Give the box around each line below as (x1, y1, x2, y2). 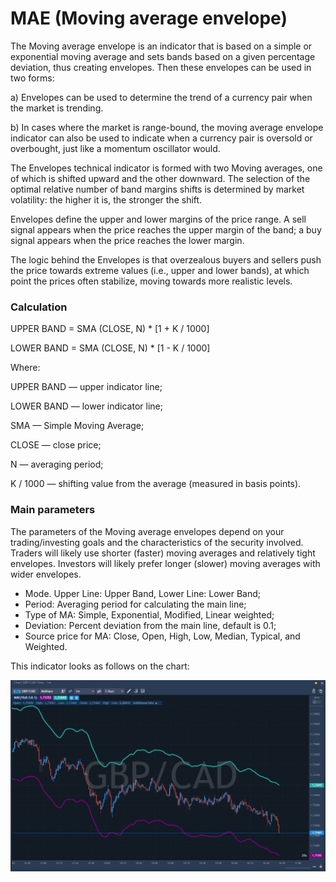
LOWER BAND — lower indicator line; (10, 400, 163, 412)
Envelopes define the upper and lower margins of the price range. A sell (10, 213, 307, 225)
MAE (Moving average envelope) (10, 7, 288, 30)
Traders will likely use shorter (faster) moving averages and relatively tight (10, 547, 316, 559)
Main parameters (10, 503, 96, 517)
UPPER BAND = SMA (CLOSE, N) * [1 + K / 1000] (10, 323, 210, 335)
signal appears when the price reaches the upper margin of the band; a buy (10, 223, 322, 236)
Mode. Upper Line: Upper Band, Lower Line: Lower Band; (24, 587, 262, 599)
